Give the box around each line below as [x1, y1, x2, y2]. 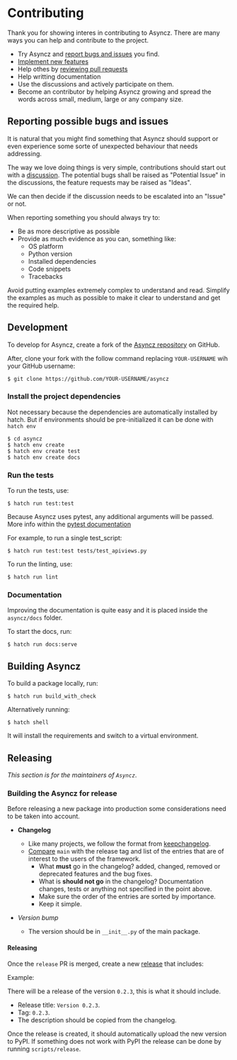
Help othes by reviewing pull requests [17, 65, 128, 73]
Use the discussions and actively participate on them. [17, 79, 175, 88]
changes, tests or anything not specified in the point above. [38, 885, 212, 893]
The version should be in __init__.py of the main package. [28, 927, 200, 936]
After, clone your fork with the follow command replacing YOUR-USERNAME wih [7, 354, 229, 362]
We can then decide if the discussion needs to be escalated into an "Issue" [7, 191, 226, 200]
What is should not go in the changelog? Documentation [38, 877, 204, 886]
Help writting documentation [17, 72, 101, 81]
